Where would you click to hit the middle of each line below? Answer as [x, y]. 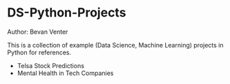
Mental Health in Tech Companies [65, 73]
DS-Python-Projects [67, 13]
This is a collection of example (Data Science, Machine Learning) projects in [115, 45]
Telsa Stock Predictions [51, 65]
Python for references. [39, 52]
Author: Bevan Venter [38, 32]
